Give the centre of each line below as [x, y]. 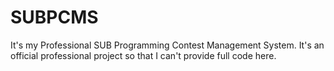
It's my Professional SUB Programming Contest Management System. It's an [167, 45]
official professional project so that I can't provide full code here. [143, 55]
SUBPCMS [54, 17]
